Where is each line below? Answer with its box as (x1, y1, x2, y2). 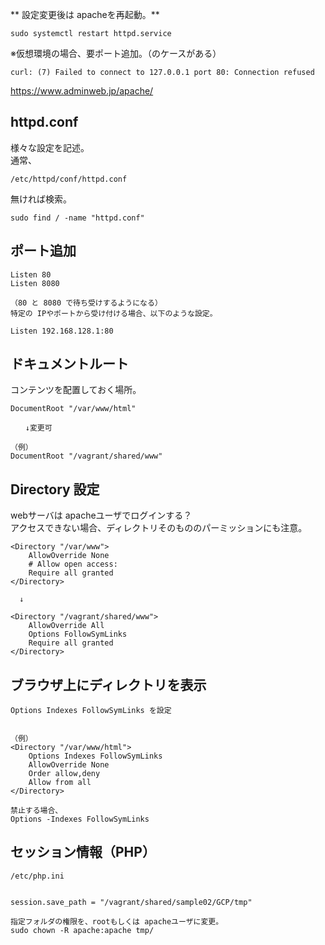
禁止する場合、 (10, 806, 63, 816)
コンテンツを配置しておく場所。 (10, 384, 142, 396)
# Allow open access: (28, 559, 118, 570)
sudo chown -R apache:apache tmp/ (10, 925, 155, 935)
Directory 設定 (10, 481, 100, 498)
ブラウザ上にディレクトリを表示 (10, 676, 207, 693)
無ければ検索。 (10, 193, 72, 205)
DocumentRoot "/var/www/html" (10, 404, 137, 414)
